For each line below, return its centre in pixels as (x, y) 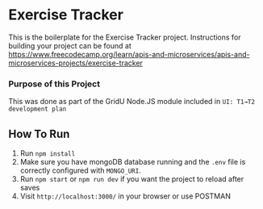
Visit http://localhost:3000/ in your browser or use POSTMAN (125, 196)
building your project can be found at (70, 45)
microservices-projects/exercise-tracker (76, 63)
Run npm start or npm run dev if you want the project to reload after (132, 179)
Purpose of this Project (54, 84)
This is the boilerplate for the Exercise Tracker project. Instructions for (125, 37)
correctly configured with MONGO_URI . (80, 170)
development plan (38, 109)
